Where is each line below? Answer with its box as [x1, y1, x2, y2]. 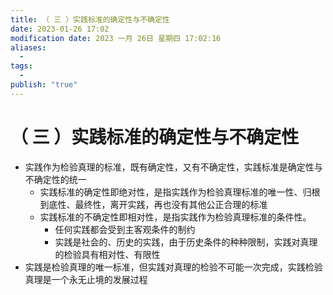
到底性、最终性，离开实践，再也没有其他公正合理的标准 [39, 198, 268, 210]
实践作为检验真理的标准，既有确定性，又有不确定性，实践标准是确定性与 [24, 161, 323, 173]
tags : [10, 61, 33, 71]
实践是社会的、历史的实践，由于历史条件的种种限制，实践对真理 [54, 236, 318, 248]
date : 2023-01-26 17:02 [10, 24, 110, 34]
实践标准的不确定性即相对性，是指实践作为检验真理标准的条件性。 [39, 211, 312, 223]
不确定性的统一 [24, 173, 87, 185]
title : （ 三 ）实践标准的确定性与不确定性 [10, 14, 170, 25]
